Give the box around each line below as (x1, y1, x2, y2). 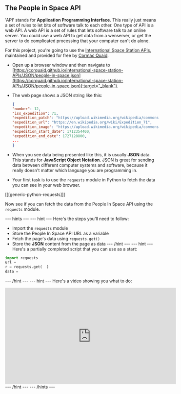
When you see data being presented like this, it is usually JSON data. (12, 151, 151, 157)
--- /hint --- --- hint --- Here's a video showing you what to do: (5, 278, 132, 284)
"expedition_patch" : (12, 115, 54, 121)
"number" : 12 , (12, 106, 41, 111)
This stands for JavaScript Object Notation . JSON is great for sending (12, 157, 155, 163)
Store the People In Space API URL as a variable (12, 230, 109, 236)
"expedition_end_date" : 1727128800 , (12, 133, 87, 139)
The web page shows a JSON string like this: (12, 92, 102, 98)
